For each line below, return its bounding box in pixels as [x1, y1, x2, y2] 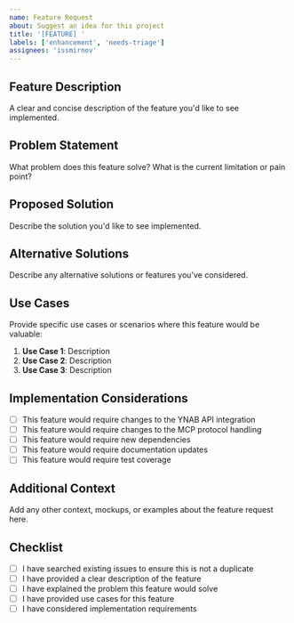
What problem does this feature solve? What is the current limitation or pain [9, 161, 286, 172]
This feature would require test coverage [21, 455, 171, 465]
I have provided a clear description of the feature [21, 573, 202, 584]
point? [9, 171, 33, 182]
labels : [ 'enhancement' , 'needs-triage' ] [9, 37, 165, 47]
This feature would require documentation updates [21, 444, 209, 455]
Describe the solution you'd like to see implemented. [9, 220, 202, 231]
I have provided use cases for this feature [21, 594, 175, 604]
